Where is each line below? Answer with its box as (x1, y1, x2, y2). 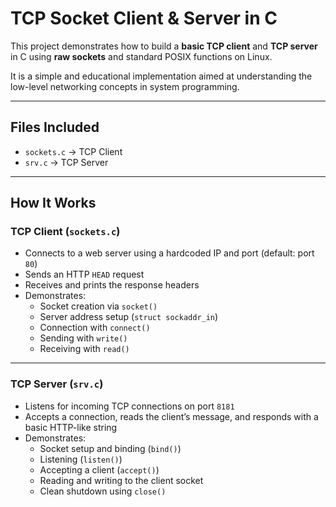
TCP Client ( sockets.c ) (10, 225, 121, 239)
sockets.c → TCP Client (24, 145, 123, 157)
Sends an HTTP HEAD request (24, 268, 145, 281)
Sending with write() (39, 332, 128, 344)
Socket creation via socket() (39, 300, 158, 312)
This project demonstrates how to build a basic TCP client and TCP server (10, 40, 318, 52)
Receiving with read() (39, 343, 130, 355)
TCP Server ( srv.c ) (10, 377, 104, 391)
